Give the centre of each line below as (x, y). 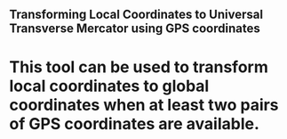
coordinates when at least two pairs (144, 105)
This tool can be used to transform (139, 67)
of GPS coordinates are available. (135, 123)
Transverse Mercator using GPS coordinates (135, 29)
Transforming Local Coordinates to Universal (136, 15)
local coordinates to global (109, 86)
